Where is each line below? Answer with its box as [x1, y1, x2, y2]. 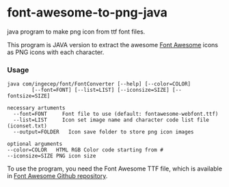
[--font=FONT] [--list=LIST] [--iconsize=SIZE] [31, 87, 170, 94]
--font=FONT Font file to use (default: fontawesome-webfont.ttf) [13, 111, 219, 118]
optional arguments [7, 140, 63, 148]
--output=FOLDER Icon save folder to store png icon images [13, 129, 194, 136]
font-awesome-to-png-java [7, 5, 167, 21]
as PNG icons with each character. [7, 48, 105, 56]
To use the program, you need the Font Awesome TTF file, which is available [7, 164, 222, 173]
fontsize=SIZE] [7, 92, 51, 100]
